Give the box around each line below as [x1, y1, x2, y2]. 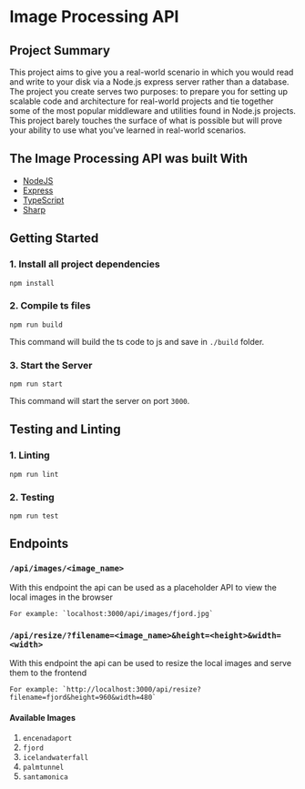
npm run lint [9, 470, 59, 479]
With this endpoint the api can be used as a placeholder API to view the [9, 582, 278, 592]
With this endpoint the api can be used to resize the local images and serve [9, 658, 292, 669]
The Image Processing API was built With [9, 151, 249, 167]
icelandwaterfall [22, 754, 89, 763]
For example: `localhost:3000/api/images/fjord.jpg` [9, 609, 214, 618]
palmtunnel [22, 763, 65, 773]
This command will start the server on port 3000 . [9, 396, 190, 407]
